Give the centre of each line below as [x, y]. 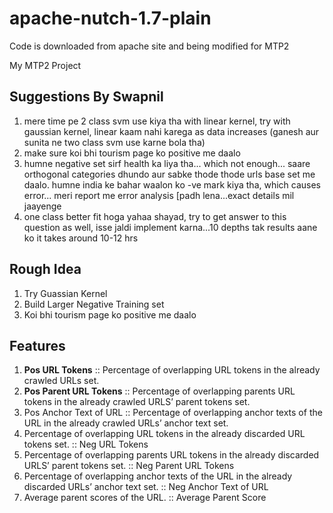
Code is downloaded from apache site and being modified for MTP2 [149, 46]
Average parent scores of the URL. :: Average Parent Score [145, 498]
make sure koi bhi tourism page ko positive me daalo [132, 153]
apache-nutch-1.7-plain [110, 18]
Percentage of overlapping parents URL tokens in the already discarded [171, 455]
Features [37, 345]
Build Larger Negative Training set [94, 304]
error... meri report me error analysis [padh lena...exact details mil [159, 195]
